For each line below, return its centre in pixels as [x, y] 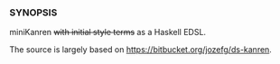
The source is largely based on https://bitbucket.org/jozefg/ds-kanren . [141, 50]
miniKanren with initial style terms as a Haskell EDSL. [107, 32]
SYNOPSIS [33, 13]
